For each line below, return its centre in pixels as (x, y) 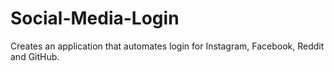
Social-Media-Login (95, 18)
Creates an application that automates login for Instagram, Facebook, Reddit (167, 46)
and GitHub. (35, 56)
